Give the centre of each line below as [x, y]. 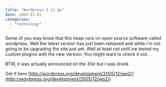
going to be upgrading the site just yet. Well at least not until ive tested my [82, 49]
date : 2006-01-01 [23, 15]
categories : [18, 19]
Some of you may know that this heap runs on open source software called [83, 38]
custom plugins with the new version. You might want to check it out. [77, 54]
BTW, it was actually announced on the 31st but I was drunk [67, 64]
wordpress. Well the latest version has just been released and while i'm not [83, 44]
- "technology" [26, 24]
